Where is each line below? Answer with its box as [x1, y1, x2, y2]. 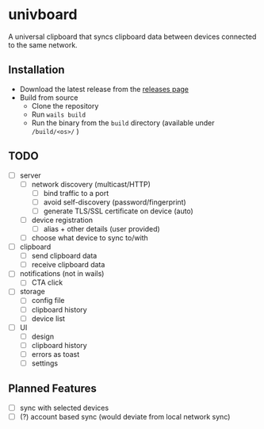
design [31, 331, 54, 341]
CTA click [31, 278, 63, 287]
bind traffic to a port [43, 188, 109, 197]
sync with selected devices [19, 403, 109, 412]
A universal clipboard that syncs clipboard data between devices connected [8, 32, 257, 41]
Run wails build [31, 109, 86, 119]
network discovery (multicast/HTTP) [31, 179, 151, 189]
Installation [8, 63, 65, 77]
